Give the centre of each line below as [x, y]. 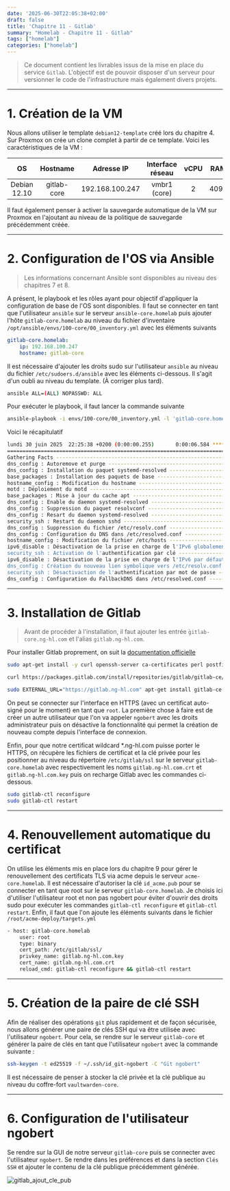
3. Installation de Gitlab [74, 613]
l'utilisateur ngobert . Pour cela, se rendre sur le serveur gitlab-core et [106, 1036]
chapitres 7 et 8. [47, 285]
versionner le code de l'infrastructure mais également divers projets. [120, 79]
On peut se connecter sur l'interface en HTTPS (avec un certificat [100, 703]
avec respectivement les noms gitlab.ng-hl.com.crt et [124, 767]
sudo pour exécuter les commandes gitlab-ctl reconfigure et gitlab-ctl [112, 905]
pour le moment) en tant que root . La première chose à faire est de [118, 710]
